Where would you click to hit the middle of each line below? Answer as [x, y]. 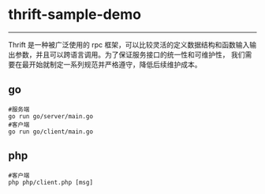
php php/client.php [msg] [50, 182]
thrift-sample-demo [75, 15]
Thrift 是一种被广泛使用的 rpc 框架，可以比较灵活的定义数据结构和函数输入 [129, 44]
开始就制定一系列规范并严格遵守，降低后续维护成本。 [115, 64]
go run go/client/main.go [50, 132]
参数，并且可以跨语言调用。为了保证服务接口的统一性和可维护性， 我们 [130, 54]
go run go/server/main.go [50, 116]
